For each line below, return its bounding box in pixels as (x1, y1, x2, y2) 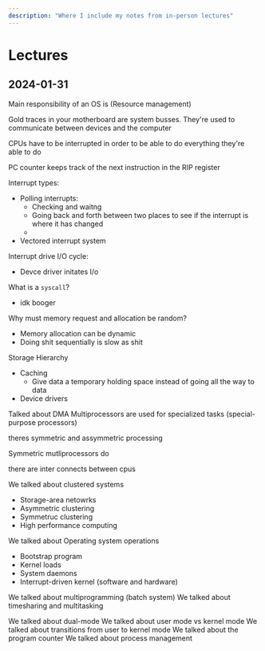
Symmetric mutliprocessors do (8, 448, 109, 458)
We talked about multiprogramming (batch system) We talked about (8, 592, 231, 601)
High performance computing (19, 520, 118, 530)
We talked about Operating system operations (8, 536, 160, 546)
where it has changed (31, 219, 104, 228)
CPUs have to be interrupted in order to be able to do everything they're (8, 138, 245, 148)
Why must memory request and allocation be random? (8, 313, 188, 323)
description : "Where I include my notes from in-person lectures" (8, 11, 234, 20)
